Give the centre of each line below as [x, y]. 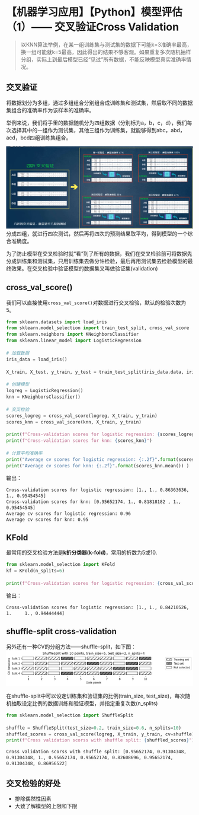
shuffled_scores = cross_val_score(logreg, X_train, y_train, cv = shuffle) [100, 734]
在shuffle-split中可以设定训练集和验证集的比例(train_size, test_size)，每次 [96, 696]
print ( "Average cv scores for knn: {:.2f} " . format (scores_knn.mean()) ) [98, 466]
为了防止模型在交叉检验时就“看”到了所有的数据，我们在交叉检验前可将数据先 [99, 253]
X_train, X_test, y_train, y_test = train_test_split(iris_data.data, [95, 372]
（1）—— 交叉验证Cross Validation [93, 27]
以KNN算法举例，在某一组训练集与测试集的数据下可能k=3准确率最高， [106, 44]
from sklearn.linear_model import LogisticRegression [74, 341]
